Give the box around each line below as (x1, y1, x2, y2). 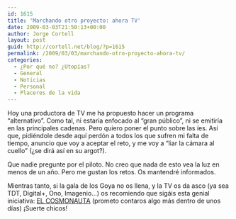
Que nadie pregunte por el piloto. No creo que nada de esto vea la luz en (7, 160, 220, 169)
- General (13, 69, 43, 77)
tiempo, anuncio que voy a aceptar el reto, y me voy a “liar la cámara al (7, 139, 215, 147)
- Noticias (13, 76, 46, 84)
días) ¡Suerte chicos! (7, 204, 68, 213)
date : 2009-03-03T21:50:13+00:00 (7, 23, 106, 30)
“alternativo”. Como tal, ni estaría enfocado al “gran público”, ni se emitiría (7, 116, 223, 125)
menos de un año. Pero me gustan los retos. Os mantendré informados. (7, 168, 216, 176)
